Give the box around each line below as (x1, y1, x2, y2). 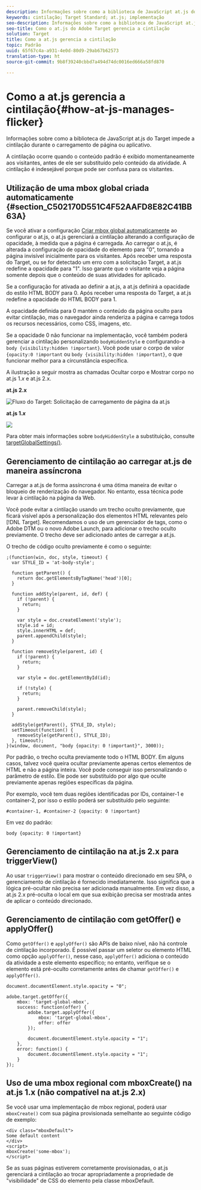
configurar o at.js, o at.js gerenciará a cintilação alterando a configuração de (6, 233, 195, 241)
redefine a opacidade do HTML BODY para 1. (6, 296, 117, 303)
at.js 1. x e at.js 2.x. (6, 375, 52, 382)
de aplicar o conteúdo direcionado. (6, 897, 93, 904)
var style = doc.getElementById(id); (17, 675, 111, 681)
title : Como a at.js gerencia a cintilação (6, 36, 117, 42)
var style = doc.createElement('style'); (17, 617, 121, 623)
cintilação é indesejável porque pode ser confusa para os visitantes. (6, 166, 175, 173)
